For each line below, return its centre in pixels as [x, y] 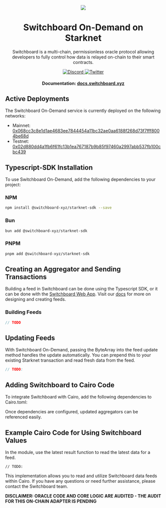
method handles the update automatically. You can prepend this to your [78, 355]
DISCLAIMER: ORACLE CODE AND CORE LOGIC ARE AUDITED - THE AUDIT [83, 496]
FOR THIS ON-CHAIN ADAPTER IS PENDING [51, 501]
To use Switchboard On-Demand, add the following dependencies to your [81, 179]
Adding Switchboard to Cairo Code [60, 385]
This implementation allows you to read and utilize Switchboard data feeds [81, 476]
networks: [15, 116]
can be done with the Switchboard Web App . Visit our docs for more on [78, 294]
